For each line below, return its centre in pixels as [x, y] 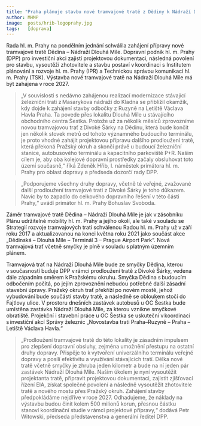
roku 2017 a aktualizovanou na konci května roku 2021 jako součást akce [96, 234]
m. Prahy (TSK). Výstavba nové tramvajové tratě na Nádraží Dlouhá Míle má [99, 78]
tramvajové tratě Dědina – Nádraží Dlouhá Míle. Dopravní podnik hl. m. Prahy [100, 52]
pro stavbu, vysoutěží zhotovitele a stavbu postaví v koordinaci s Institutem [99, 65]
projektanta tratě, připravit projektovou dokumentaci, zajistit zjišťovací [107, 379]
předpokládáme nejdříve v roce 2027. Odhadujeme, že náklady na [102, 398]
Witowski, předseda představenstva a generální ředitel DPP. [95, 417]
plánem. [16, 253]
